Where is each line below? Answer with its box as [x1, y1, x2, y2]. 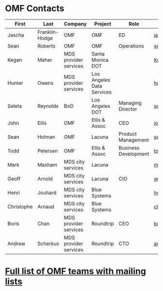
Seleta [7, 102, 22, 109]
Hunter [7, 80, 23, 86]
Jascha [7, 32, 24, 38]
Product [118, 130, 137, 137]
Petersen [37, 147, 58, 154]
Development [118, 150, 149, 157]
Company [64, 20, 87, 27]
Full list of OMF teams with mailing [5, 266, 147, 277]
